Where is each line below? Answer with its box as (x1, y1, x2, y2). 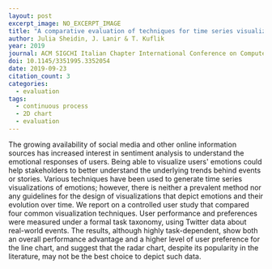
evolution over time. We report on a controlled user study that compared (8, 199, 249, 209)
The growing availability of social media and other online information (8, 139, 237, 149)
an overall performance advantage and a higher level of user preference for (8, 234, 261, 244)
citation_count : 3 (8, 72, 70, 80)
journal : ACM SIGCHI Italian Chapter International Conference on (8, 49, 237, 58)
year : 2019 (8, 42, 45, 50)
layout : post (8, 11, 53, 20)
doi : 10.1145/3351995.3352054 (8, 58, 111, 66)
